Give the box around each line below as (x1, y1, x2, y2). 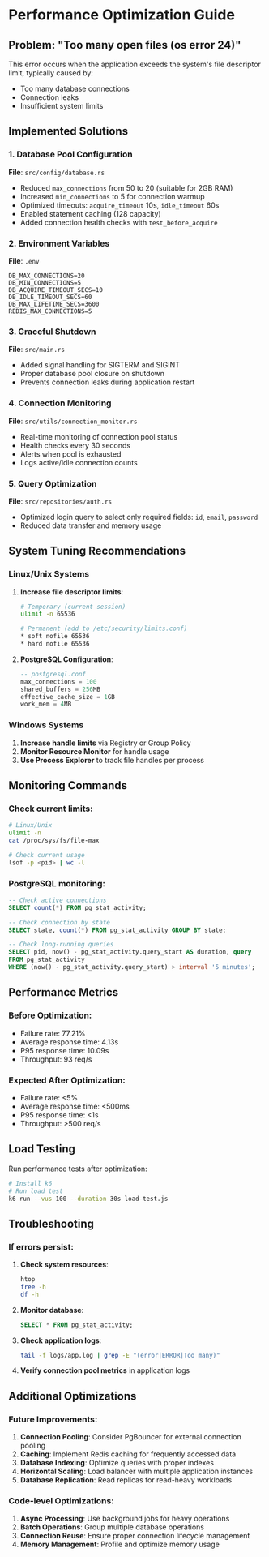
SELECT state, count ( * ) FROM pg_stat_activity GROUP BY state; (8, 926, 227, 934)
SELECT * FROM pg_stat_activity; (19, 1320, 134, 1329)
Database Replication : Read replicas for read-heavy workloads (19, 1475, 233, 1485)
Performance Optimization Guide (8, 6, 235, 24)
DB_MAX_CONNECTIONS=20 (8, 272, 85, 280)
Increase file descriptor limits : (19, 586, 124, 597)
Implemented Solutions (8, 124, 128, 139)
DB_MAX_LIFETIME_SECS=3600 (8, 300, 100, 308)
